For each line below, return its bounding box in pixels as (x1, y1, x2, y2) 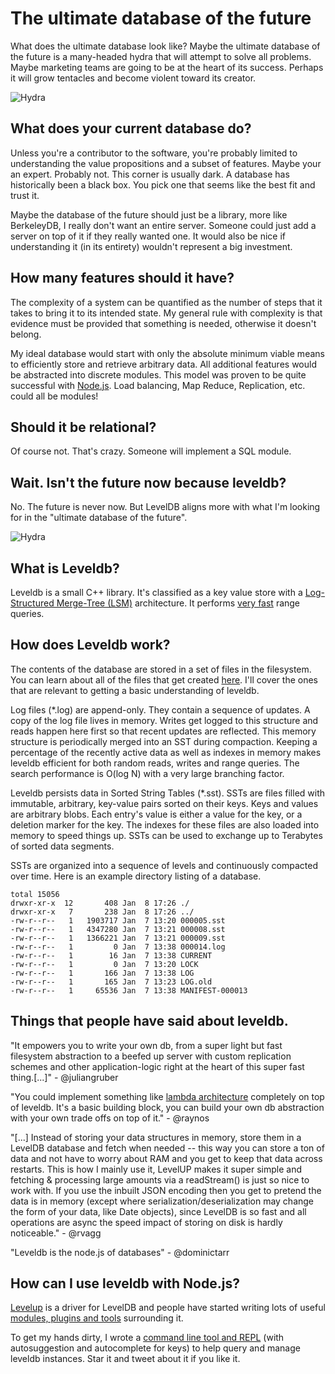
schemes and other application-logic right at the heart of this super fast (10, 1060, 305, 1072)
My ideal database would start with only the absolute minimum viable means (10, 347, 325, 359)
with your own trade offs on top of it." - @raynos (10, 1112, 210, 1124)
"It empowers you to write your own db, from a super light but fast (10, 1039, 283, 1051)
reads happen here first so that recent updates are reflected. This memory (10, 725, 317, 737)
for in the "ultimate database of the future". (10, 512, 188, 524)
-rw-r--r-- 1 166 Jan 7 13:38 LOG (10, 968, 195, 978)
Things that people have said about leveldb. (10, 1013, 289, 1030)
